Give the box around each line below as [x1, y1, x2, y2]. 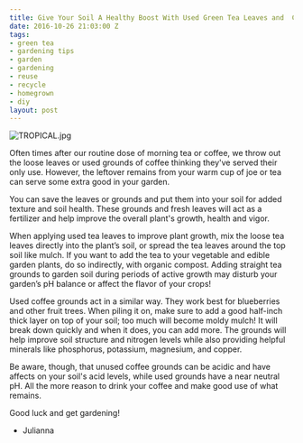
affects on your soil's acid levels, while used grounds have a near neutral [9, 371, 280, 382]
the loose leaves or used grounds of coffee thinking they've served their [9, 157, 278, 168]
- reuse [9, 72, 39, 81]
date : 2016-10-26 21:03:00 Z [9, 22, 119, 31]
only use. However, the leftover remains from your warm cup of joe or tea [9, 167, 282, 178]
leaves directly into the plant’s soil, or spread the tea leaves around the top [9, 240, 286, 251]
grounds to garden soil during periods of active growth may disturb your [9, 269, 278, 280]
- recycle [9, 80, 47, 89]
